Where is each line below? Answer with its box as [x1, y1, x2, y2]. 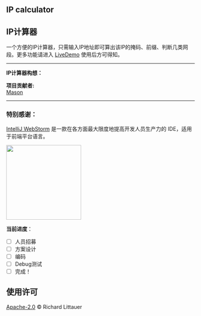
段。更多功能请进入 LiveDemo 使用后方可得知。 [6, 51, 123, 59]
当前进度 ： [6, 225, 33, 232]
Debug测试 [14, 260, 42, 268]
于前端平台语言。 [6, 133, 48, 140]
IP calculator [6, 5, 54, 15]
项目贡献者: [6, 82, 35, 89]
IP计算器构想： [6, 69, 43, 76]
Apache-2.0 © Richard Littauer [6, 303, 83, 310]
